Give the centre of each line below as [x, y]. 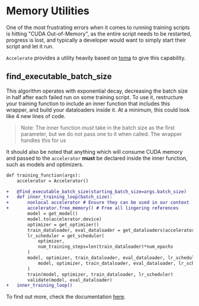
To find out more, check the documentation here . [66, 297]
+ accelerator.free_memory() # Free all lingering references [92, 208]
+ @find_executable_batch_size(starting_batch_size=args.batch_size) [96, 191]
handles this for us [43, 140]
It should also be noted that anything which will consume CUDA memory [94, 152]
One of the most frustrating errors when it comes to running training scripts [98, 27]
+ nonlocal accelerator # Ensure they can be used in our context [98, 203]
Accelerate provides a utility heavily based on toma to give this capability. [96, 58]
